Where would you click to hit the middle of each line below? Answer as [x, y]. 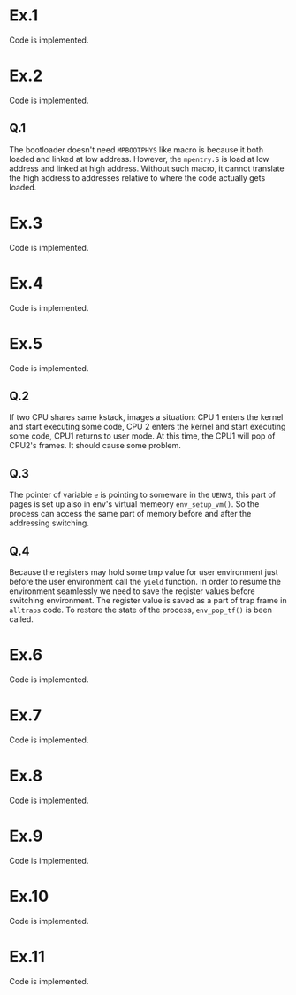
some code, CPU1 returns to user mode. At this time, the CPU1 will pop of [142, 436]
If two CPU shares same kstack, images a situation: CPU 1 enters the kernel [146, 417]
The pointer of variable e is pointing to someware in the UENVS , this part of [143, 495]
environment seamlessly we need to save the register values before [132, 591]
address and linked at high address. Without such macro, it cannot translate [147, 168]
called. [21, 619]
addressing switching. [49, 523]
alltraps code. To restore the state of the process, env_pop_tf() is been [140, 610]
